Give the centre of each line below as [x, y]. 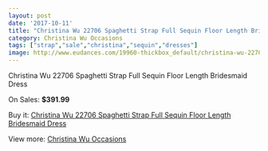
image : [19, 53]
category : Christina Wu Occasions [66, 38]
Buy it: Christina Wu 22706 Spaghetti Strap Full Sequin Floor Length [120, 115]
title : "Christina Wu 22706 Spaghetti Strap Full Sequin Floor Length [128, 30]
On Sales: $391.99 [39, 99]
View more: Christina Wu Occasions [67, 139]
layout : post [30, 16]
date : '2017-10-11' [41, 23]
